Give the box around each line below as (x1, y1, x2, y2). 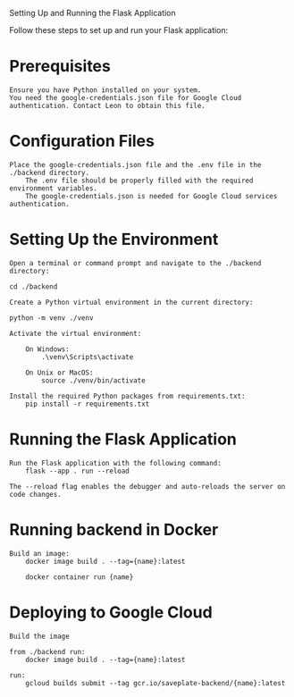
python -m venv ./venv (9, 313, 94, 323)
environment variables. (9, 183, 98, 193)
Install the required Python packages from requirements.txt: (9, 391, 246, 400)
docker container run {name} (25, 572, 134, 582)
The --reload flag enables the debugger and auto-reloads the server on (9, 482, 286, 491)
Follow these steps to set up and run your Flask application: (9, 25, 229, 35)
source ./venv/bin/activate (41, 375, 146, 385)
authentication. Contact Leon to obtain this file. (9, 101, 206, 110)
